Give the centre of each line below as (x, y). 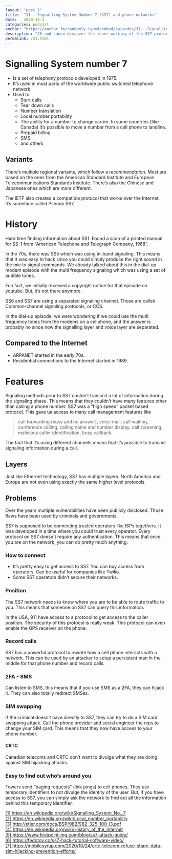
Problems (21, 498)
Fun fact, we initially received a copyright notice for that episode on (76, 285)
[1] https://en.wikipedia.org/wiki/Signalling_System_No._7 (66, 813)
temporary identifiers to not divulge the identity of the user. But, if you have (85, 792)
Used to (21, 94)
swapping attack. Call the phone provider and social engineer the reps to (82, 723)
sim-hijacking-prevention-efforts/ (40, 851)
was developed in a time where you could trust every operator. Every (78, 531)
